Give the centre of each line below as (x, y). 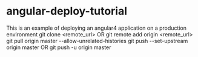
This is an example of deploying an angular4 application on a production (96, 28)
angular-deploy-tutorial (67, 11)
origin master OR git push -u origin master (59, 47)
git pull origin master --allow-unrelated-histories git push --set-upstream (97, 41)
